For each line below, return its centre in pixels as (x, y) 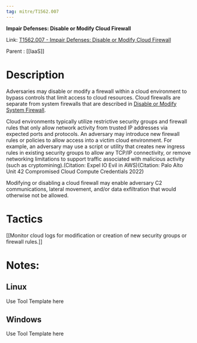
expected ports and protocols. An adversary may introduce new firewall (93, 134)
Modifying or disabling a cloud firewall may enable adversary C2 (84, 182)
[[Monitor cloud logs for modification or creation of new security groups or (96, 235)
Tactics (24, 219)
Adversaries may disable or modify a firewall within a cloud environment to (96, 91)
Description (35, 75)
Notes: (23, 265)
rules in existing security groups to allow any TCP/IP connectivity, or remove (98, 152)
